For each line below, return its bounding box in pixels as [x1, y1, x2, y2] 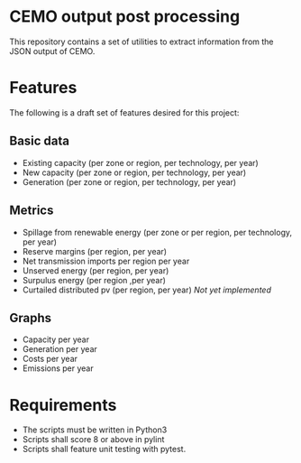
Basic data [9, 134, 70, 149]
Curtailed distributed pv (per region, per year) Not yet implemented [22, 284, 272, 295]
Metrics [9, 203, 54, 218]
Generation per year [22, 344, 97, 355]
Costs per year [22, 354, 78, 365]
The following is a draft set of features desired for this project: [9, 106, 240, 118]
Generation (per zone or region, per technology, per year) [22, 176, 237, 187]
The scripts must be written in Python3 [22, 424, 168, 435]
